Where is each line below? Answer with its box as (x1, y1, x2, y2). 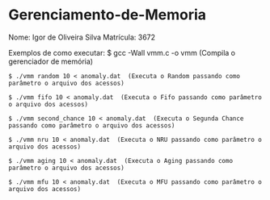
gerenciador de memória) (8, 56, 94, 66)
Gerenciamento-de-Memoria (8, 6, 207, 24)
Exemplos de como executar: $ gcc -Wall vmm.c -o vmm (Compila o (8, 48, 236, 57)
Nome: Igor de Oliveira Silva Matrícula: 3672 (8, 32, 156, 42)
